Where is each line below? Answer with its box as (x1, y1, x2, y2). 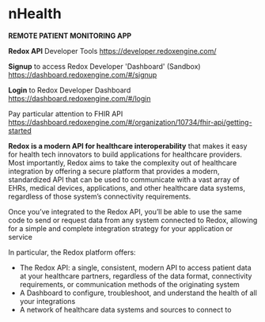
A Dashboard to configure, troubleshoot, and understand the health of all (19, 288, 257, 297)
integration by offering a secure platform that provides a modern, (8, 166, 220, 176)
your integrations (19, 296, 76, 305)
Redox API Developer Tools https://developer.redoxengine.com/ (8, 46, 217, 55)
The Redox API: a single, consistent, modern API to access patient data (19, 263, 252, 272)
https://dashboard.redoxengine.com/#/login (8, 93, 151, 103)
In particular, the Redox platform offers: (8, 247, 136, 257)
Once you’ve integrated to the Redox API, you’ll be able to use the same (8, 206, 243, 216)
